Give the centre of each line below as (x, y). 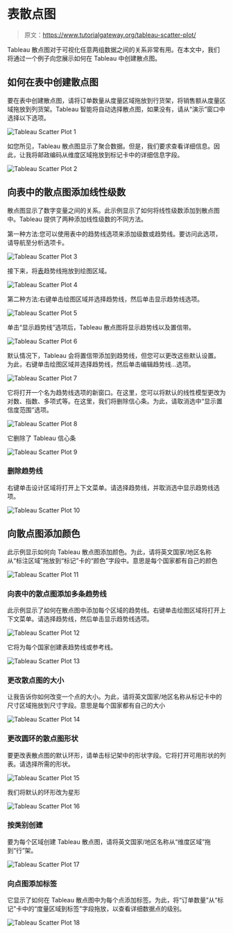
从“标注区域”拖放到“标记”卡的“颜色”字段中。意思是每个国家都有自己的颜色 (112, 560)
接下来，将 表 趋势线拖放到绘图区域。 (59, 270)
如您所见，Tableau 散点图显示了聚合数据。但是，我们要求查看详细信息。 (111, 146)
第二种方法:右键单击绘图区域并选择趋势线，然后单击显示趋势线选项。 (105, 299)
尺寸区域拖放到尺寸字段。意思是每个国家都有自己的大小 (86, 706)
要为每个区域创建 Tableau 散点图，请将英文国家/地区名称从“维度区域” (106, 841)
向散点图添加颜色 (44, 534)
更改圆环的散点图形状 (43, 739)
